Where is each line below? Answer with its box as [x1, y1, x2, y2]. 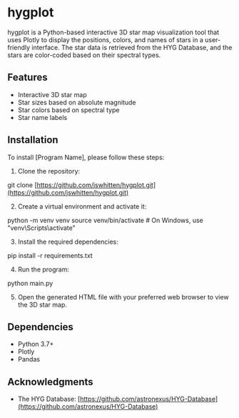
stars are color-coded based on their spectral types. [7, 51, 161, 59]
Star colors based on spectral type [17, 105, 120, 114]
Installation [7, 134, 59, 146]
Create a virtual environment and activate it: [17, 201, 147, 211]
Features [7, 71, 48, 84]
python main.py [7, 279, 54, 287]
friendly [7, 43, 31, 51]
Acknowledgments [7, 376, 94, 388]
